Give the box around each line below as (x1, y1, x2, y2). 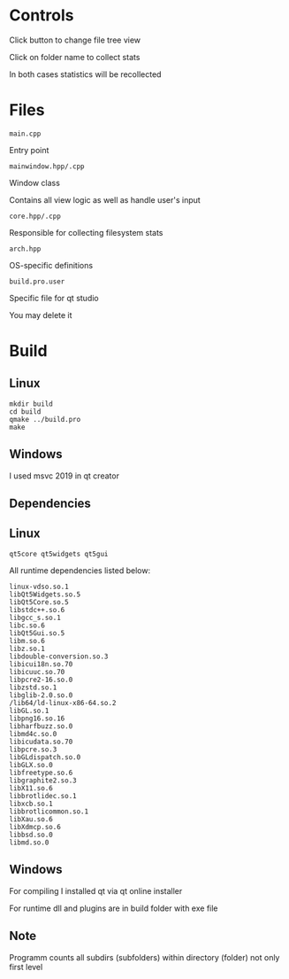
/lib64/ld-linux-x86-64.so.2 (9, 698, 117, 707)
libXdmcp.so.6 (9, 822, 62, 831)
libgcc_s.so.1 (9, 613, 62, 622)
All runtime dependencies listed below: (9, 564, 151, 576)
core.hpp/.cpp (9, 212, 62, 221)
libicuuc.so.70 (9, 667, 65, 676)
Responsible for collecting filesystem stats (9, 227, 164, 237)
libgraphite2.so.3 (9, 776, 77, 785)
